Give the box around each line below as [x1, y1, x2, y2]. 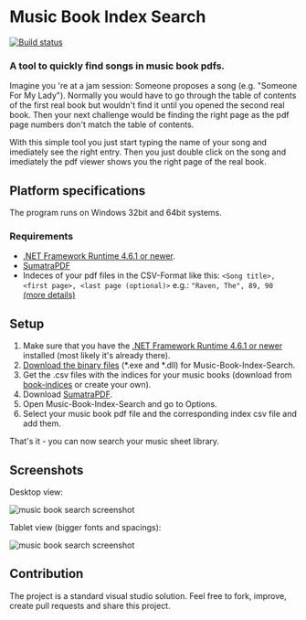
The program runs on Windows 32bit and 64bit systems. [9, 208, 222, 219]
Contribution [9, 566, 84, 582]
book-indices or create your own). [22, 379, 152, 390]
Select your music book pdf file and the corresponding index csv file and [22, 409, 297, 420]
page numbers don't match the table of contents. [9, 119, 195, 130]
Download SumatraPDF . [22, 389, 113, 400]
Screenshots [9, 462, 84, 477]
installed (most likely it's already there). [22, 350, 171, 361]
